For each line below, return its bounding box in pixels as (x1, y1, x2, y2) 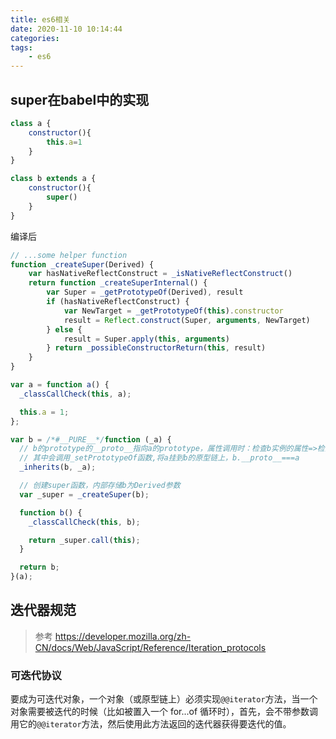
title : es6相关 (10, 14, 71, 25)
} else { (46, 324, 83, 335)
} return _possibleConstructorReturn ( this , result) (46, 343, 267, 353)
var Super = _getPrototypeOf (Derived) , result (46, 287, 244, 298)
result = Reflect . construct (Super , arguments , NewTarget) (63, 315, 311, 325)
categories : (10, 33, 60, 43)
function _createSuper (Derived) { (10, 259, 155, 270)
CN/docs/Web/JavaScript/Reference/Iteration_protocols (34, 641, 267, 653)
